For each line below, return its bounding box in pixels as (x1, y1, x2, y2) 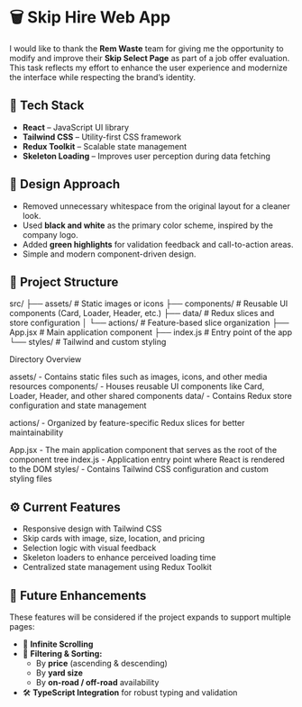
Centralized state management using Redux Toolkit (22, 562, 212, 573)
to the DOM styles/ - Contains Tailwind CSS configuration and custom (9, 464, 269, 475)
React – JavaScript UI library (22, 122, 129, 132)
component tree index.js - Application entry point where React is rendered (9, 454, 286, 465)
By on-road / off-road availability (35, 677, 160, 687)
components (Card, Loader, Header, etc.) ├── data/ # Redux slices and (9, 308, 275, 319)
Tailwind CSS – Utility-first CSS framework (22, 131, 182, 142)
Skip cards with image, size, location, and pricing (22, 533, 206, 544)
